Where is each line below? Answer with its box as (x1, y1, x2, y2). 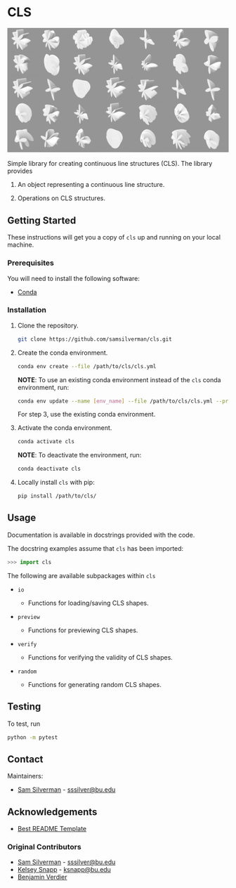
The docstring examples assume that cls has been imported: (7, 544, 184, 552)
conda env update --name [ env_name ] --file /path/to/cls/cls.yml (17, 398, 213, 405)
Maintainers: (7, 772, 44, 781)
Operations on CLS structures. (17, 194, 105, 202)
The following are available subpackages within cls (7, 571, 156, 580)
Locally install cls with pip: (17, 478, 95, 487)
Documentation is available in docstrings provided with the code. (7, 530, 195, 539)
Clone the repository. (17, 321, 79, 329)
